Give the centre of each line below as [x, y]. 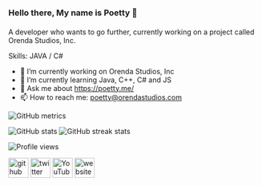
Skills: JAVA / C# [36, 56]
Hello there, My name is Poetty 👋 [73, 13]
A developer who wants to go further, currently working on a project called [131, 32]
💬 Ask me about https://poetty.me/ [77, 88]
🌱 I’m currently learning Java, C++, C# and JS [96, 80]
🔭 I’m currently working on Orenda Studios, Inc [97, 71]
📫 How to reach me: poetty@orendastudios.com [101, 97]
